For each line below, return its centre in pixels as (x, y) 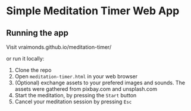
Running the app (37, 33)
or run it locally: (25, 58)
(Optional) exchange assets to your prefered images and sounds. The (100, 83)
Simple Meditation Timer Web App (93, 11)
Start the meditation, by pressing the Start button (76, 95)
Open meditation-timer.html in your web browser (76, 76)
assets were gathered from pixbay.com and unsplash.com (86, 89)
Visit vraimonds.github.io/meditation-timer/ (59, 47)
